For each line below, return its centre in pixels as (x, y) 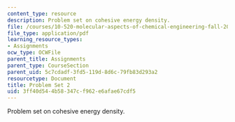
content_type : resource (42, 14)
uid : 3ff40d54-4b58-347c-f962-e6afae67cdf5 (72, 91)
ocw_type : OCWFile (34, 53)
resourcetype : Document (42, 78)
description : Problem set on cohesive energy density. (89, 20)
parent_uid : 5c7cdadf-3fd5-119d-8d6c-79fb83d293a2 (83, 72)
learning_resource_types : (45, 40)
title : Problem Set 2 (39, 85)
